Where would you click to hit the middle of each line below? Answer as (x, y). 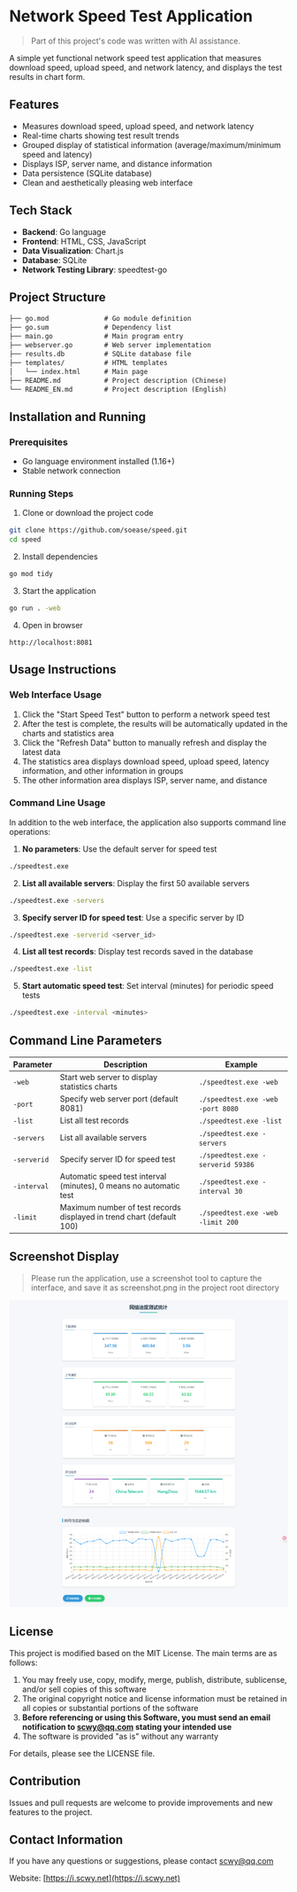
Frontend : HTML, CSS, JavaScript (84, 241)
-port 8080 (218, 1110)
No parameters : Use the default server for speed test (119, 849)
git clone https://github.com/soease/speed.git (99, 530)
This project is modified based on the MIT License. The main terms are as (143, 1653)
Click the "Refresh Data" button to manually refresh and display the (144, 743)
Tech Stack (41, 210)
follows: (23, 1662)
